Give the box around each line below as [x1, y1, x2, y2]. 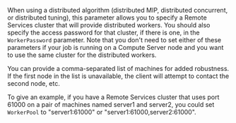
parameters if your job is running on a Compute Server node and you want [7, 44, 224, 51]
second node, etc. [7, 79, 60, 87]
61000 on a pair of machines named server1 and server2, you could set [7, 101, 215, 108]
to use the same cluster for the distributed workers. [7, 51, 157, 59]
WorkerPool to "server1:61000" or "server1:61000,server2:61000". [7, 108, 196, 116]
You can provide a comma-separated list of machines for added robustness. [7, 65, 230, 72]
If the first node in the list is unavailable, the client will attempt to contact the [7, 72, 230, 80]
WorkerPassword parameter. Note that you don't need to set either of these [7, 36, 221, 44]
